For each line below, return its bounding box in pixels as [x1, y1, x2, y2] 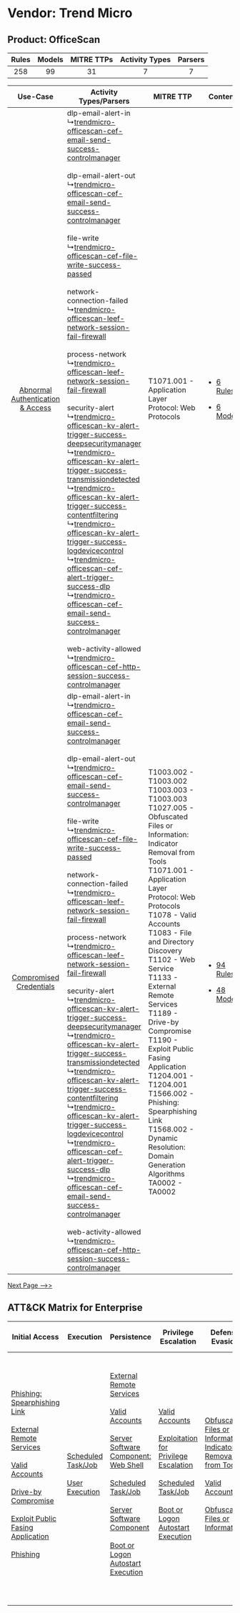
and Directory [148, 937, 194, 947]
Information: [148, 830, 189, 839]
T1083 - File [148, 928, 192, 937]
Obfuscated [148, 812, 188, 822]
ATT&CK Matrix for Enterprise [7, 1302, 143, 1314]
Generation [148, 1160, 186, 1169]
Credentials [16, 982, 55, 991]
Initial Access [11, 1332, 59, 1342]
